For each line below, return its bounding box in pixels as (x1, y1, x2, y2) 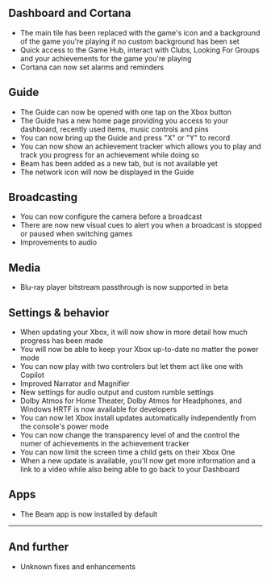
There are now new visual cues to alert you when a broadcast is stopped (19, 220, 262, 230)
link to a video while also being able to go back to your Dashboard (19, 464, 240, 475)
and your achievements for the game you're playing (19, 53, 192, 63)
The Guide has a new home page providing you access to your (19, 115, 229, 125)
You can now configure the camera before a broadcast (19, 212, 202, 221)
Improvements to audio (19, 237, 98, 247)
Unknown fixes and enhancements (19, 561, 135, 572)
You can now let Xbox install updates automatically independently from (19, 413, 256, 423)
